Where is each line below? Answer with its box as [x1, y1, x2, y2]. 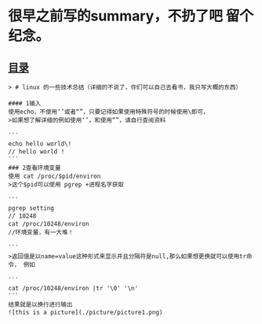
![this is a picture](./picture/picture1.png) [8, 308, 163, 316]
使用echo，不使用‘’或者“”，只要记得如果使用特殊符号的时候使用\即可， [8, 108, 209, 116]
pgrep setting [8, 204, 55, 212]
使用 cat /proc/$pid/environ [8, 172, 101, 180]
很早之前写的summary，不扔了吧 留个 [8, 7, 253, 25]
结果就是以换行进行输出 [8, 300, 73, 308]
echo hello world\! [8, 140, 72, 148]
